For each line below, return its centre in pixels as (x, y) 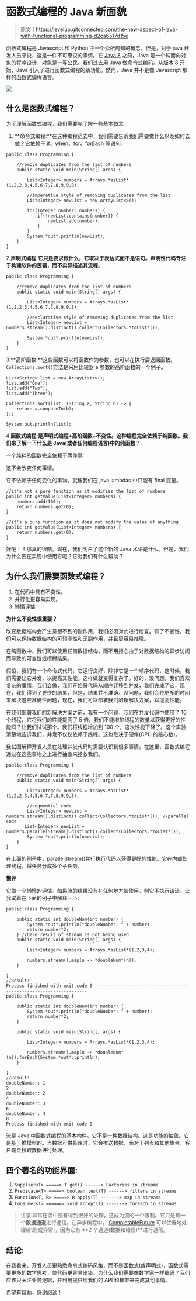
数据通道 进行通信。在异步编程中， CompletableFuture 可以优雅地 (104, 1223)
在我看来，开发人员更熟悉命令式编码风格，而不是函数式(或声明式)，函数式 (95, 1265)
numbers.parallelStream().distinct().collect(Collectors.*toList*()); (94, 831)
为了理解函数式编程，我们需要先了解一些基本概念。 (67, 123)
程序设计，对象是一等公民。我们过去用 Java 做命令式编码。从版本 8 (97, 63)
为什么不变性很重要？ (32, 619)
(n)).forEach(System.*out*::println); (53, 1057)
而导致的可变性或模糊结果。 (39, 658)
